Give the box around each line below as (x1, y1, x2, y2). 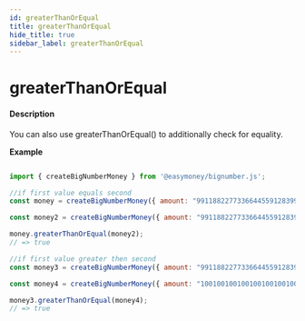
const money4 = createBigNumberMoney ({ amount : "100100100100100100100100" (9, 279, 302, 288)
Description (9, 108, 55, 119)
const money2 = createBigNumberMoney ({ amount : (9, 213, 193, 223)
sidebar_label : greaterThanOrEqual (9, 38, 144, 48)
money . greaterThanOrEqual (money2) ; (9, 229, 144, 239)
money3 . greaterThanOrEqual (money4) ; (9, 296, 148, 305)
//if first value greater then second (9, 254, 156, 264)
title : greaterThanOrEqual (9, 22, 112, 31)
